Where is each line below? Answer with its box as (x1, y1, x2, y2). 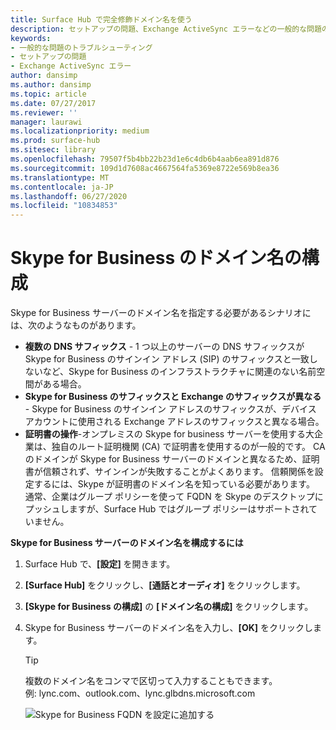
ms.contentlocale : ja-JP (10, 182, 114, 192)
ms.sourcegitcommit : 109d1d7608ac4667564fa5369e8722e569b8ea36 (10, 163, 280, 173)
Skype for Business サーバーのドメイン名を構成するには (10, 537, 244, 549)
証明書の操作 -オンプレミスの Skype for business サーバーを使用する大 (24, 428, 315, 440)
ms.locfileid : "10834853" (10, 201, 118, 211)
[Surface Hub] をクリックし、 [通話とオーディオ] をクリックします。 (24, 579, 306, 591)
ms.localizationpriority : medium (10, 126, 150, 136)
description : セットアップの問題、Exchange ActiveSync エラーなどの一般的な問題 (10, 24, 322, 34)
